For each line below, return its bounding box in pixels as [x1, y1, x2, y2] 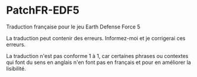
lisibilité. [6, 65, 26, 72]
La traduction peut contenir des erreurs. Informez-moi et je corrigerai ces [6, 34, 186, 41]
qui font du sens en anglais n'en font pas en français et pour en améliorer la [6, 59, 191, 66]
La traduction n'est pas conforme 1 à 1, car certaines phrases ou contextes [6, 52, 189, 59]
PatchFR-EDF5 [6, 4, 80, 17]
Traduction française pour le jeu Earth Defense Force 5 [6, 23, 141, 30]
